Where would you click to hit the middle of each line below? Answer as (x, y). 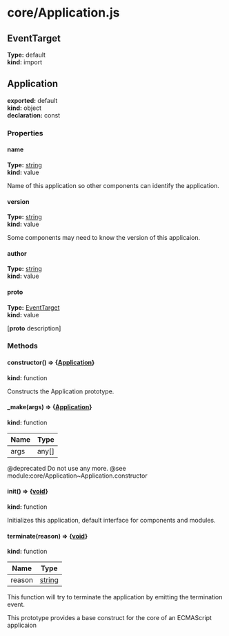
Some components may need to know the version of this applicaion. (104, 238)
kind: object (24, 108)
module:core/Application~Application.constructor (77, 476)
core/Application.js (63, 13)
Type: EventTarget (33, 307)
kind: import (25, 62)
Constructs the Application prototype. (61, 391)
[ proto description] (34, 328)
